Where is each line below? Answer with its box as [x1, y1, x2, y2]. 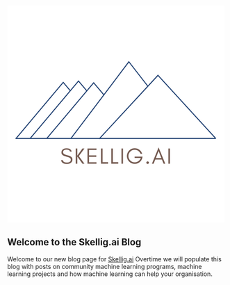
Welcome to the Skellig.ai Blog [7, 236, 142, 248]
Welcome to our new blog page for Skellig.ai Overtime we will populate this [7, 254, 222, 263]
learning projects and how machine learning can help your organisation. [7, 270, 213, 278]
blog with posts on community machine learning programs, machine [7, 262, 203, 270]
